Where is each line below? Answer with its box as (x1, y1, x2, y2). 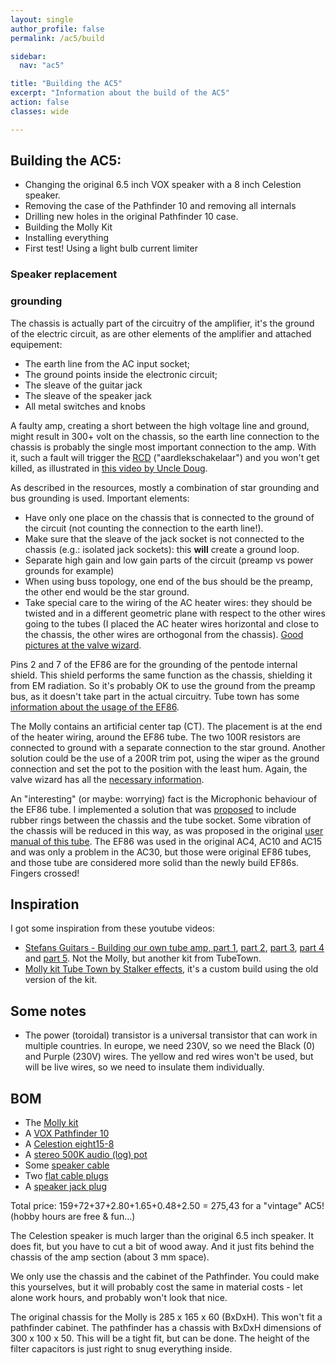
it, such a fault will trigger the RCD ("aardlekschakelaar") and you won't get (10, 451, 320, 463)
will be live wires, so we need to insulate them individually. (24, 1061, 265, 1073)
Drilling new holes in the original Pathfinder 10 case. (24, 211, 239, 223)
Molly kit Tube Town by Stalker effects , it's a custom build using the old (24, 963, 319, 975)
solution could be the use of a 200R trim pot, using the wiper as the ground (10, 752, 320, 764)
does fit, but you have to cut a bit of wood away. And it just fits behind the (10, 1241, 315, 1253)
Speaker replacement (10, 267, 118, 281)
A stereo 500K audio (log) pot (24, 1149, 148, 1161)
